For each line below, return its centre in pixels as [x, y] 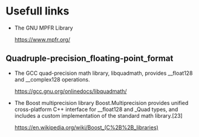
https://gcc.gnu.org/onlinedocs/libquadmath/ [71, 91]
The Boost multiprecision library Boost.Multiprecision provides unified [101, 103]
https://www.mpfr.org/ [42, 39]
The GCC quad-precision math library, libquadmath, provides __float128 [103, 73]
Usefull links [38, 11]
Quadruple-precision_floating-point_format [90, 59]
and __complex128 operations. [52, 79]
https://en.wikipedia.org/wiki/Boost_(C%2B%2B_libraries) [86, 127]
